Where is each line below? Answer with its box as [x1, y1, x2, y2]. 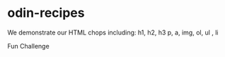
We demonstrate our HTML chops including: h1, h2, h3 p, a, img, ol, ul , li [7, 28, 219, 37]
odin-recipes [7, 5, 85, 21]
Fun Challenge [7, 42, 50, 50]
